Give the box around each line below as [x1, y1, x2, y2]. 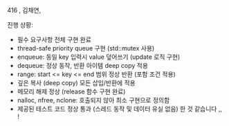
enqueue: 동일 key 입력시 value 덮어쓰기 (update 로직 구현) [17, 53, 181, 61]
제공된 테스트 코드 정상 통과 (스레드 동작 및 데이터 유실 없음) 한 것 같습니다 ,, [17, 105, 223, 113]
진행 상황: [7, 21, 33, 29]
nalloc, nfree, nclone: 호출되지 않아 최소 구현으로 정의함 [17, 96, 170, 104]
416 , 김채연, [7, 6, 42, 14]
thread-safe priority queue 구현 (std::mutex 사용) [17, 44, 155, 52]
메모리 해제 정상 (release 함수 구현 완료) [17, 87, 126, 96]
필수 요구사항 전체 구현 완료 [17, 35, 92, 44]
